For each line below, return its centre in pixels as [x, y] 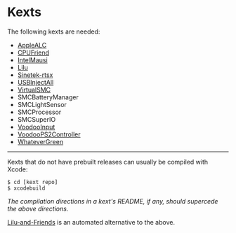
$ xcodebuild [26, 188]
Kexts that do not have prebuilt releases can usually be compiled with [108, 162]
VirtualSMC [34, 90]
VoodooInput [36, 127]
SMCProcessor [39, 112]
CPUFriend [33, 52]
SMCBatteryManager [48, 97]
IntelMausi [32, 59]
